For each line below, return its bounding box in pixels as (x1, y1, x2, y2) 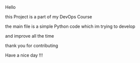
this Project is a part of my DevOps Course (5, 14, 93, 19)
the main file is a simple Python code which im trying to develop (5, 23, 136, 29)
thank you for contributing (5, 43, 58, 49)
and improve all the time (5, 33, 54, 39)
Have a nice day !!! (5, 52, 43, 58)
